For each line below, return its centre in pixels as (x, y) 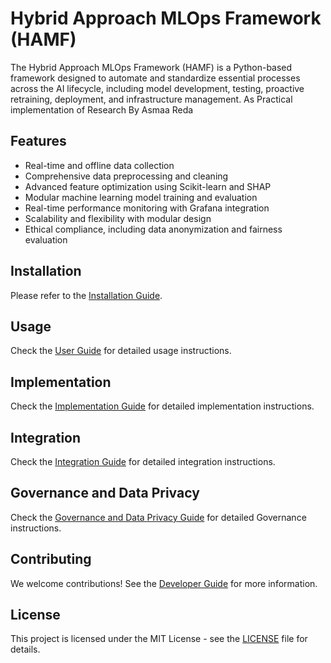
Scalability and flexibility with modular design (118, 218)
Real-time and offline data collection (99, 165)
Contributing (51, 559)
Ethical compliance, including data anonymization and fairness (153, 229)
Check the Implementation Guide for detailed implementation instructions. (162, 406)
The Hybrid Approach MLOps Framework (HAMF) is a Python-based (151, 67)
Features (38, 141)
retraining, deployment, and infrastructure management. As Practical (151, 99)
